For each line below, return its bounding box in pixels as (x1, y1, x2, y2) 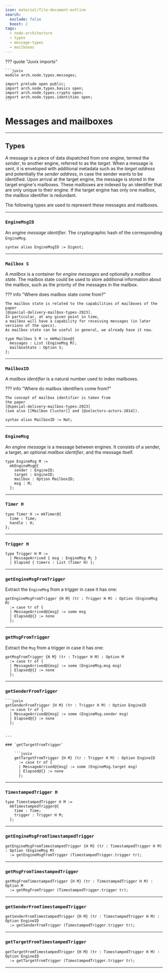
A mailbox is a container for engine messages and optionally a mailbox (5, 271, 151, 277)
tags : (5, 26, 16, 31)
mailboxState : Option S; (9, 345, 64, 350)
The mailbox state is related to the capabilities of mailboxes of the (5, 301, 157, 306)
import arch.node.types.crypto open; (5, 90, 84, 95)
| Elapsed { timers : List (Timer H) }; (9, 560, 95, 565)
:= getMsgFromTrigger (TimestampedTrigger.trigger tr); (9, 887, 128, 893)
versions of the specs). (5, 323, 57, 328)
